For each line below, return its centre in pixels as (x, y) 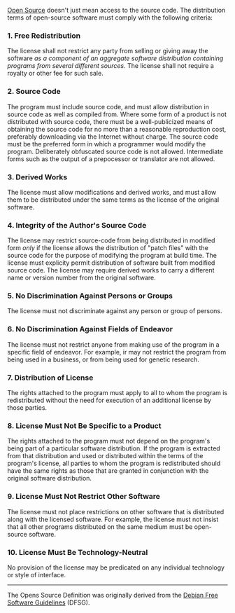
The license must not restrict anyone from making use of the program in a (113, 344)
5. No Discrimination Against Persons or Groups (90, 296)
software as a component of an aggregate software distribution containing (115, 58)
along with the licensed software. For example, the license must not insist (113, 519)
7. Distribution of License (50, 378)
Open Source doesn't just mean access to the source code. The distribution (116, 10)
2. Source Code (34, 92)
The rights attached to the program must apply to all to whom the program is (117, 393)
